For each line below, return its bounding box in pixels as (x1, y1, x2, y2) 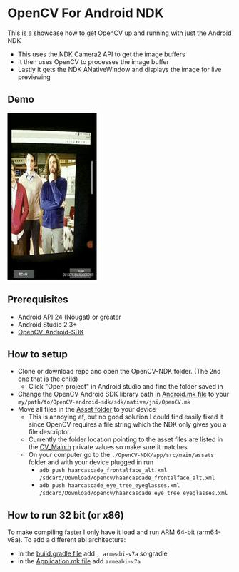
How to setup (7, 348, 68, 360)
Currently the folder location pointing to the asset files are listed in (28, 435, 223, 444)
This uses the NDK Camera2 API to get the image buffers (17, 50, 185, 58)
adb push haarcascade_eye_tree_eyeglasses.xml (39, 482, 180, 489)
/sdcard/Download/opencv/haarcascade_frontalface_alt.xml (39, 474, 215, 482)
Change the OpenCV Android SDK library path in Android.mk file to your (17, 390, 230, 399)
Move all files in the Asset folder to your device (17, 405, 156, 414)
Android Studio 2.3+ (17, 320, 77, 329)
